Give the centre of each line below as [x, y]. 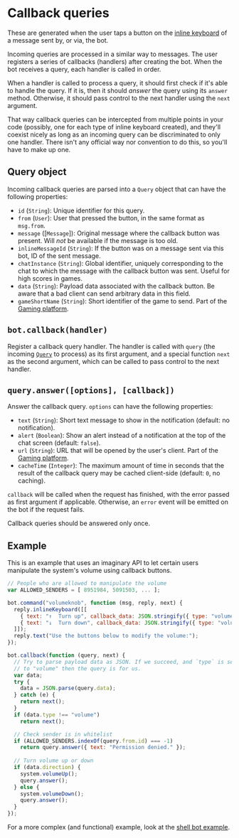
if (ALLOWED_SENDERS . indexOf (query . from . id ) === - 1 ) [94, 741]
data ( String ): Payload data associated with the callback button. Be [116, 286]
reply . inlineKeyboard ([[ [51, 609]
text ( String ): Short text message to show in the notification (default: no [123, 420]
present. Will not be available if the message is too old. [98, 240]
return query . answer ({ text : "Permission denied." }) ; [103, 748]
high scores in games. [50, 278]
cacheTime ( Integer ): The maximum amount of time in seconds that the [121, 466]
